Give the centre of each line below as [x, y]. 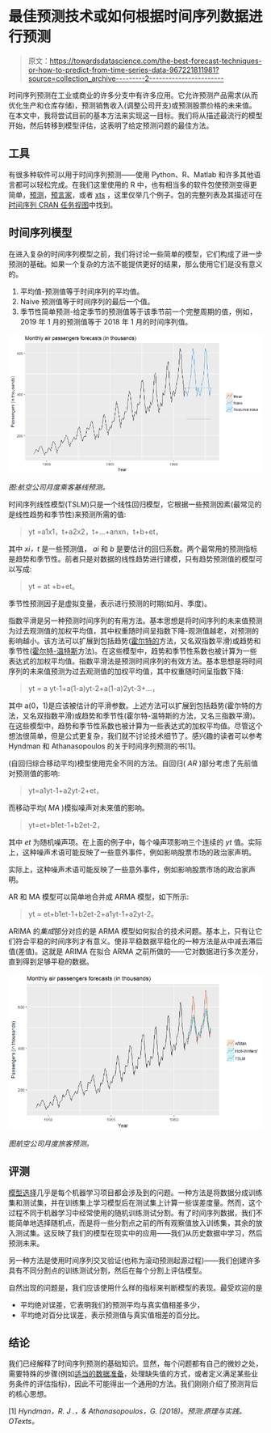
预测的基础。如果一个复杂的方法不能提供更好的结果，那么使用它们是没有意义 [135, 264]
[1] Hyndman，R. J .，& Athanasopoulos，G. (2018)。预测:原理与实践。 [127, 1411]
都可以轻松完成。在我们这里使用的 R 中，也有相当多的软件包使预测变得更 [136, 184]
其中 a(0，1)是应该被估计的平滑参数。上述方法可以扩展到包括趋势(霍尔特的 [132, 706]
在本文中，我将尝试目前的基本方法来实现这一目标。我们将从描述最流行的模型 [135, 115]
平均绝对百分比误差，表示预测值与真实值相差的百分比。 [112, 1315]
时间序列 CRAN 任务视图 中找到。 [63, 205]
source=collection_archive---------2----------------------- [126, 78]
